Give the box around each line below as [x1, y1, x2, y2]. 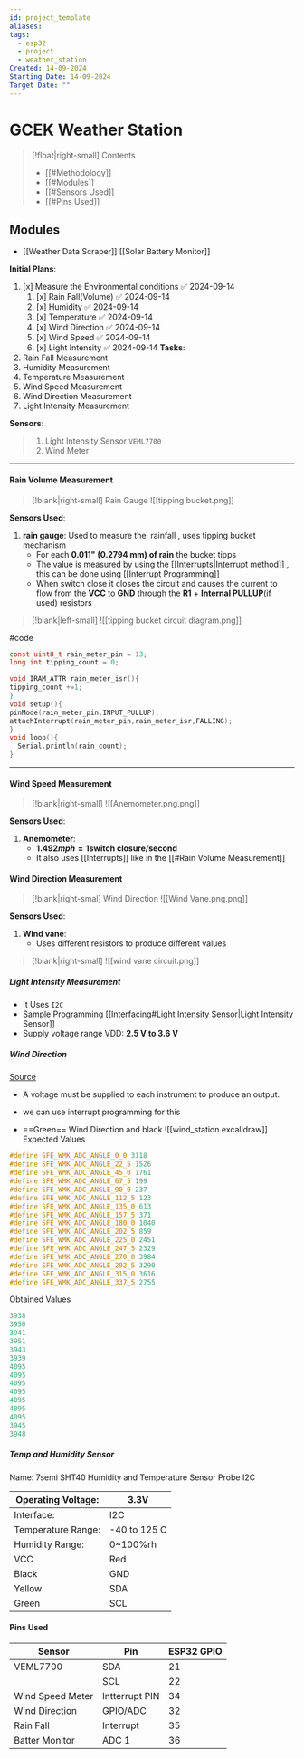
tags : [9, 30, 30, 39]
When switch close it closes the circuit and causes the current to [35, 578, 278, 588]
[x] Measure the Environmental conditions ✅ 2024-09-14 [22, 282, 235, 292]
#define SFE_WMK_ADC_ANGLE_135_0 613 [9, 1201, 152, 1211]
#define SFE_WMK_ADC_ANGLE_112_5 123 [9, 1193, 152, 1202]
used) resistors [35, 597, 92, 607]
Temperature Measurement [22, 372, 125, 383]
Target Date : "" [9, 81, 71, 90]
